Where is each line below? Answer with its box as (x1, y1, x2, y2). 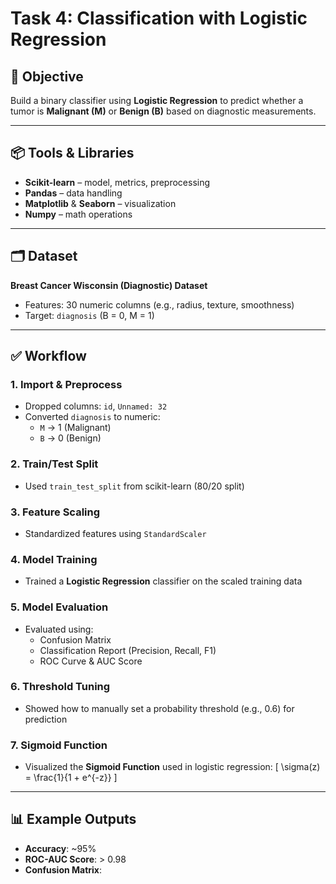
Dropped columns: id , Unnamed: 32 (24, 400, 168, 412)
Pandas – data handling (24, 187, 123, 199)
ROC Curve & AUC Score (39, 655, 143, 667)
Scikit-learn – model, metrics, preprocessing (24, 176, 211, 188)
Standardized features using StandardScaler (24, 527, 207, 539)
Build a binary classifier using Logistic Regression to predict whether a (10, 95, 304, 106)
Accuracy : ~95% (24, 842, 97, 854)
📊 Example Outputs (10, 811, 137, 828)
